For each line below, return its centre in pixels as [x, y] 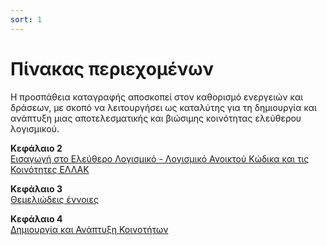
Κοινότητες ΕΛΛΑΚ [50, 169]
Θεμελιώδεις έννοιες [54, 199]
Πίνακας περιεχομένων [112, 68]
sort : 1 [26, 19]
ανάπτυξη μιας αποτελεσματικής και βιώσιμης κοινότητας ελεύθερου [156, 118]
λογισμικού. [35, 128]
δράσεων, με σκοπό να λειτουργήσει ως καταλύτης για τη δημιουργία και [163, 107]
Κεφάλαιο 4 [36, 218]
